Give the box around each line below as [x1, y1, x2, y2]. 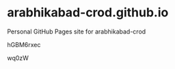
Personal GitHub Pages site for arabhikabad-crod [7, 27, 146, 36]
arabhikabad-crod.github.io [7, 5, 169, 20]
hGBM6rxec [7, 40, 41, 49]
